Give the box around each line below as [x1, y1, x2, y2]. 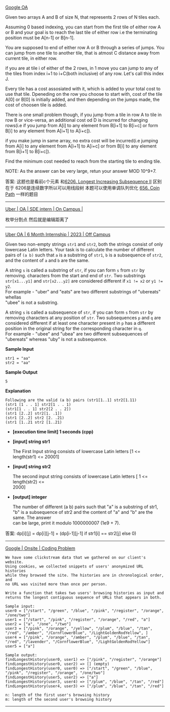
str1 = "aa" [5, 356, 30, 361]
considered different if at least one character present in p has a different [5, 320, 155, 326]
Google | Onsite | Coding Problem [5, 545, 75, 551]
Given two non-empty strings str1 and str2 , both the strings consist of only [5, 241, 163, 247]
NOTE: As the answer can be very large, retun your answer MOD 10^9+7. [5, 168, 157, 174]
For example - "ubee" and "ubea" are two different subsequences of [5, 331, 148, 336]
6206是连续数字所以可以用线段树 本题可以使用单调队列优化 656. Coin [15, 185, 160, 191]
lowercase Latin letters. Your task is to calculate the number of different [5, 247, 154, 252]
